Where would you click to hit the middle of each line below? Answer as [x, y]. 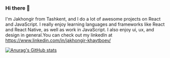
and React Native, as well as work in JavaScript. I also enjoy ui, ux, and [80, 30]
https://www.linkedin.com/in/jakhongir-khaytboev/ [58, 40]
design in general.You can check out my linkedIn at [59, 35]
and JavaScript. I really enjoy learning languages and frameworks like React [85, 24]
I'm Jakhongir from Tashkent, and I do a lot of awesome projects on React [83, 19]
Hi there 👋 [18, 8]
